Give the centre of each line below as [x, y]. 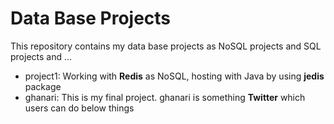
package [43, 86]
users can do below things [79, 108]
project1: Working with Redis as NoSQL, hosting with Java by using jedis [174, 76]
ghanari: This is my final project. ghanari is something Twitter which [165, 97]
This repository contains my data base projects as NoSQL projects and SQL [166, 46]
